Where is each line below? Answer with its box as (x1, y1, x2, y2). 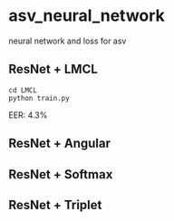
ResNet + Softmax (8, 167, 113, 182)
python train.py (8, 93, 70, 102)
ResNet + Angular (8, 136, 111, 151)
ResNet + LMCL (8, 62, 99, 77)
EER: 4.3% (8, 110, 48, 120)
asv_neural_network (8, 5, 165, 26)
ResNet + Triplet (8, 197, 102, 213)
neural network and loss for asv (8, 35, 127, 46)
